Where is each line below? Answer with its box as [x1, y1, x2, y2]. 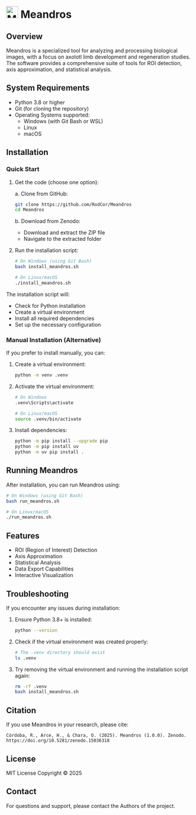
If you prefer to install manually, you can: [6, 349, 105, 356]
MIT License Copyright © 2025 [6, 769, 82, 777]
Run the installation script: [14, 247, 79, 254]
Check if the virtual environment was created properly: [14, 638, 149, 645]
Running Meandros [6, 465, 78, 476]
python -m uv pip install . [14, 449, 84, 455]
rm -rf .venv [14, 684, 47, 690]
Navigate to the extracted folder [23, 236, 102, 243]
